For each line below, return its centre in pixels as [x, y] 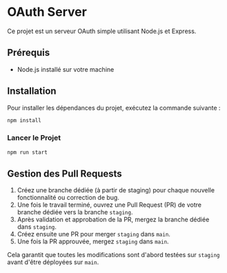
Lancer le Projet [34, 138]
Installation [32, 91]
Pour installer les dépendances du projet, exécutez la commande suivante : [114, 108]
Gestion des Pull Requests [65, 174]
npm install [24, 120]
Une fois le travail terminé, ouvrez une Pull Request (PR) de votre [109, 205]
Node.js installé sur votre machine [66, 69]
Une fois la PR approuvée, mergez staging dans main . [93, 241]
